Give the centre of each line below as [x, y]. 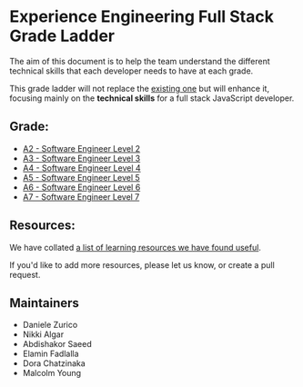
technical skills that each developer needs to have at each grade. [131, 71]
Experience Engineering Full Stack [142, 17]
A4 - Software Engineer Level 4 [81, 168]
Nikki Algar [43, 334]
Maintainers [45, 303]
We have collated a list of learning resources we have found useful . [136, 247]
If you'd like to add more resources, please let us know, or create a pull [142, 264]
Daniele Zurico [50, 325]
